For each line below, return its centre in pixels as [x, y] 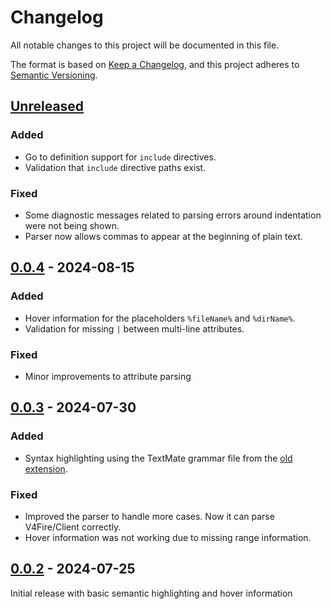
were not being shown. [72, 225]
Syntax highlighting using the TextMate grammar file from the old [158, 458]
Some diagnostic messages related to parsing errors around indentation [173, 215]
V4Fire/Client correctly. [73, 527]
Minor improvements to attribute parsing [108, 376]
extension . [46, 468]
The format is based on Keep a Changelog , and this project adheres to [155, 64]
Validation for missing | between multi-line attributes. [134, 328]
